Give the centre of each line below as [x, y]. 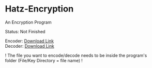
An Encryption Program [28, 22]
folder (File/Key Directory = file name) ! [44, 60]
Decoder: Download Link [30, 46]
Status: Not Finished [25, 31]
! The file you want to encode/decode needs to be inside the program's [76, 55]
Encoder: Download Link [30, 41]
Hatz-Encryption [39, 9]
